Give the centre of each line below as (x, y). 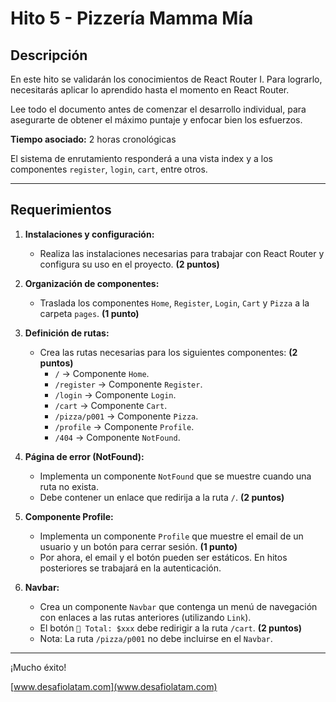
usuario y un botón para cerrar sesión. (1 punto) (138, 546)
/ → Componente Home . (102, 373)
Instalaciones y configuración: (89, 234)
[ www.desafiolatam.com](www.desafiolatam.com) (114, 686)
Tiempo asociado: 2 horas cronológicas (93, 139)
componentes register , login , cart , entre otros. (109, 169)
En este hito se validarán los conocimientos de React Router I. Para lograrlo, (166, 79)
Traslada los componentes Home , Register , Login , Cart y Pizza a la (174, 303)
